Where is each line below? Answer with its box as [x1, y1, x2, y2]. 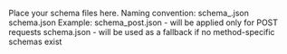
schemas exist [8, 36, 62, 47]
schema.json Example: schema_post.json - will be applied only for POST [8, 17, 278, 28]
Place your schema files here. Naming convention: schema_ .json [8, 8, 250, 18]
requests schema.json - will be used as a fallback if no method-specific [8, 27, 275, 37]
